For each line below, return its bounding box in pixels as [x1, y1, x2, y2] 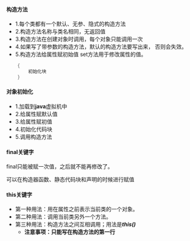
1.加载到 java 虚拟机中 [15, 103, 68, 110]
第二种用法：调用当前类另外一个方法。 [15, 213, 111, 220]
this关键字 [6, 190, 32, 198]
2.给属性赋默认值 [15, 110, 58, 118]
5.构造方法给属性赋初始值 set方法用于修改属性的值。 [15, 51, 147, 58]
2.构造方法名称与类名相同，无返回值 [15, 28, 106, 35]
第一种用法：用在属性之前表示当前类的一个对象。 [15, 206, 138, 213]
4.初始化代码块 [15, 125, 53, 133]
